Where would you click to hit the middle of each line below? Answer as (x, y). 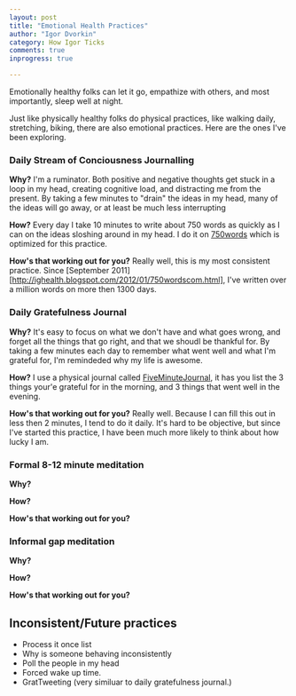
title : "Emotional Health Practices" (79, 26)
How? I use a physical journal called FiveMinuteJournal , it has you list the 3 (147, 377)
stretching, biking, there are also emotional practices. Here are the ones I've (148, 128)
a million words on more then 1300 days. (83, 289)
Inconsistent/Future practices (93, 623)
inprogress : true (41, 59)
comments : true (37, 51)
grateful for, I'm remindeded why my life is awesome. (106, 360)
